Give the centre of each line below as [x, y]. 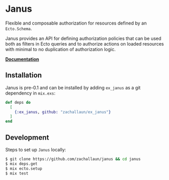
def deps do [18, 102]
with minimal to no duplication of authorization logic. [61, 49]
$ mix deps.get [22, 164]
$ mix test [17, 173]
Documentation [22, 59]
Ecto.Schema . [19, 28]
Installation [24, 75]
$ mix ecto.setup [24, 168]
